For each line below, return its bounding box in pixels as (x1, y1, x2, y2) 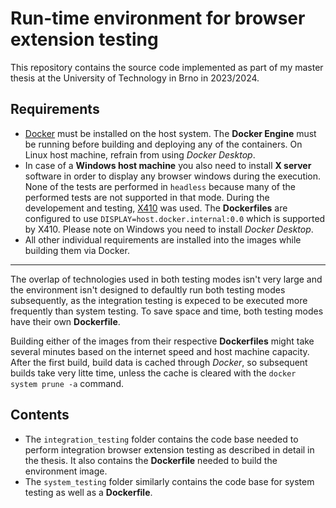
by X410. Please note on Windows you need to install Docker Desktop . (24, 223, 314, 235)
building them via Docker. (24, 244, 130, 256)
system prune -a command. (10, 377, 124, 389)
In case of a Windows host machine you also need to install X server (24, 159, 312, 171)
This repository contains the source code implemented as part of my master (10, 61, 324, 73)
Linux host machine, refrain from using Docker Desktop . (24, 148, 256, 161)
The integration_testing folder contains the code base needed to (24, 433, 299, 445)
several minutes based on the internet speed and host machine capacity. (10, 345, 310, 357)
